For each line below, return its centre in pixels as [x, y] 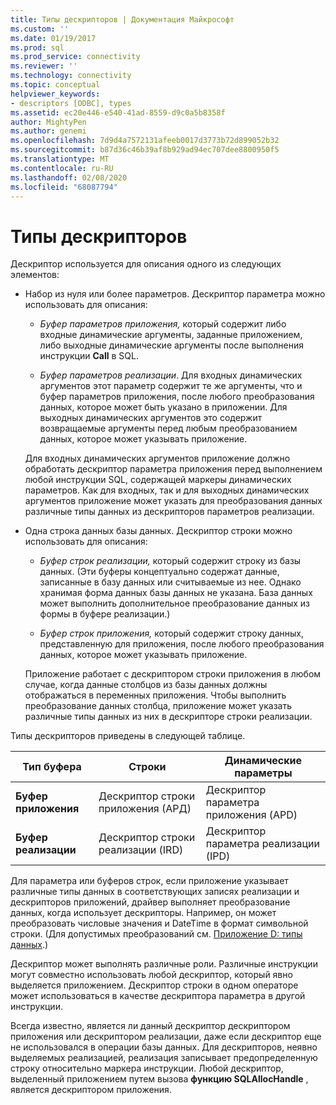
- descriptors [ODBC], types [71, 103]
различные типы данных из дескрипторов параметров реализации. [169, 512]
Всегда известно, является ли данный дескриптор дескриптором [150, 1026]
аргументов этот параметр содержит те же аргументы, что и [171, 386]
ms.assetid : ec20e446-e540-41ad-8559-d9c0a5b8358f [118, 112]
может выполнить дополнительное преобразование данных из [174, 603]
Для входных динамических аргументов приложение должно [157, 458]
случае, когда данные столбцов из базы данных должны [146, 685]
